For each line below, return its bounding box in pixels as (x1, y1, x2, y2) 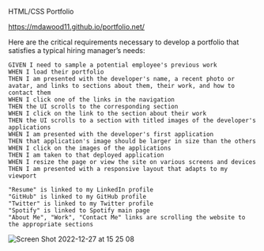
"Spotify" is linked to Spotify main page (8, 207, 150, 215)
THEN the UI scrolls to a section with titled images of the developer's (8, 116, 257, 124)
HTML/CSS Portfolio (8, 7, 74, 16)
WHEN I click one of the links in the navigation (8, 96, 175, 104)
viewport (8, 172, 37, 180)
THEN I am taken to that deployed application (8, 151, 164, 159)
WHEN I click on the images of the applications (8, 144, 172, 152)
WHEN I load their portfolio (8, 68, 104, 76)
